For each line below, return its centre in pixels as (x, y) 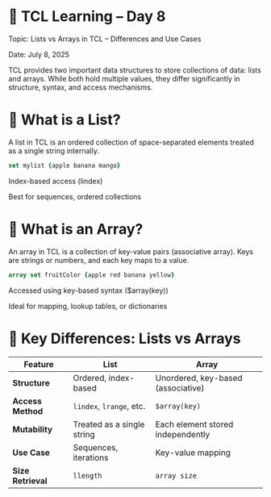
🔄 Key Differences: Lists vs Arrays (125, 338)
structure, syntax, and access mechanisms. (81, 87)
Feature (39, 364)
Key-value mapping (193, 453)
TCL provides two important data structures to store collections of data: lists (135, 70)
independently (183, 434)
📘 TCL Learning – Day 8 (87, 17)
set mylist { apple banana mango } (65, 165)
